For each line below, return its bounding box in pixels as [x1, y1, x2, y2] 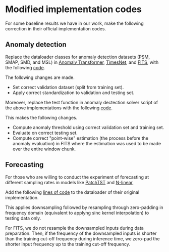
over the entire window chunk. [12, 146, 76, 152]
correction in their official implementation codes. [5, 25, 106, 31]
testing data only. [5, 215, 41, 221]
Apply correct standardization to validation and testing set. [12, 90, 135, 96]
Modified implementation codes [5, 4, 142, 15]
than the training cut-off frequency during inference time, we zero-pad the [5, 235, 160, 241]
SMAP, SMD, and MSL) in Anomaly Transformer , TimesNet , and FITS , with [5, 59, 159, 65]
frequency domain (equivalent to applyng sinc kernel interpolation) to [5, 209, 149, 216]
